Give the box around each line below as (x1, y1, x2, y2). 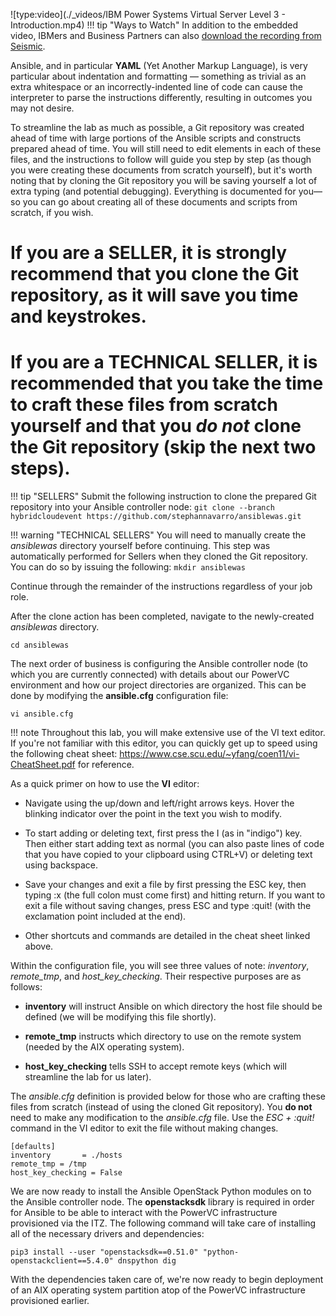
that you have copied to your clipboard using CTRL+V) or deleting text (24, 849, 313, 861)
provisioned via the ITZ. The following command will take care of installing (10, 1217, 317, 1229)
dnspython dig (117, 1256, 177, 1266)
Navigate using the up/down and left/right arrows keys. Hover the (24, 797, 295, 809)
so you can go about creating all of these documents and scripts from (10, 196, 298, 208)
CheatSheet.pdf (10, 759, 76, 771)
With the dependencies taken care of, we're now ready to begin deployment (10, 1274, 324, 1286)
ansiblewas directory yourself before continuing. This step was (10, 540, 271, 552)
